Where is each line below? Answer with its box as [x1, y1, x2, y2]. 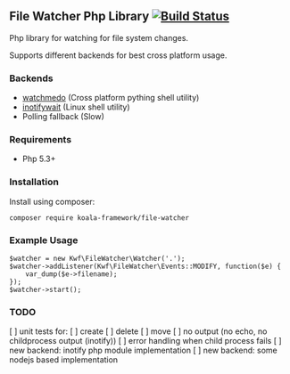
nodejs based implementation [9, 354, 119, 365]
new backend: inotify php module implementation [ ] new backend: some [9, 345, 278, 356]
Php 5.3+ [21, 153, 56, 165]
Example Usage [9, 233, 79, 246]
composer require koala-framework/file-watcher [9, 213, 190, 223]
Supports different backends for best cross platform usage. [9, 50, 228, 61]
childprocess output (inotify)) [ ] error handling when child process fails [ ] [9, 336, 283, 346]
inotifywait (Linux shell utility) [21, 102, 131, 112]
